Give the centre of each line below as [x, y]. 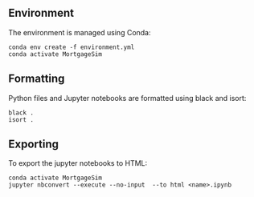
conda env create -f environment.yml [72, 47]
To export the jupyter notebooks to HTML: [78, 163]
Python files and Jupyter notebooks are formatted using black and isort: [127, 98]
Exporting [33, 145]
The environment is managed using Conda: [80, 32]
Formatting [37, 79]
